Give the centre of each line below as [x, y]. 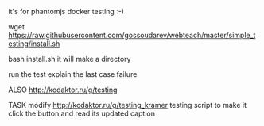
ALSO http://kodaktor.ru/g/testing [63, 90]
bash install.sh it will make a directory [70, 59]
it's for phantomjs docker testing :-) [66, 11]
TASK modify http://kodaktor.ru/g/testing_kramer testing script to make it [128, 105]
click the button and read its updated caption [82, 113]
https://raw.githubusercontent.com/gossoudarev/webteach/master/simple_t [132, 35]
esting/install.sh [34, 44]
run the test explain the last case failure [73, 74]
